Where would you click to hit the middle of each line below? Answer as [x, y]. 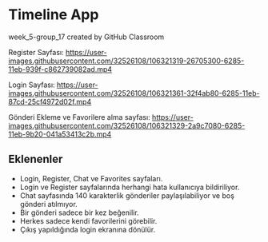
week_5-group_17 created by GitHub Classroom [86, 37]
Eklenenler [36, 159]
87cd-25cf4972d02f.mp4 [50, 101]
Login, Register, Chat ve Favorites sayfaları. [91, 178]
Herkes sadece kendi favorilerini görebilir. [88, 220]
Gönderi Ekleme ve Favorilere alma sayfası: [79, 117]
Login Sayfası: [32, 85]
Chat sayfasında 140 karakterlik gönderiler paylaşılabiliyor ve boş [127, 195]
